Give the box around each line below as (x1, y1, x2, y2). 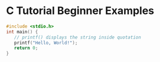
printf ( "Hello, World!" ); (14, 40, 78, 46)
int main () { (6, 29, 38, 35)
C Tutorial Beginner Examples (6, 4, 155, 18)
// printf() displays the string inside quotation (14, 34, 142, 40)
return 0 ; (14, 45, 38, 51)
